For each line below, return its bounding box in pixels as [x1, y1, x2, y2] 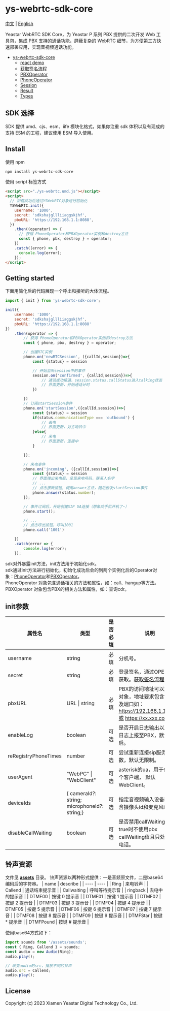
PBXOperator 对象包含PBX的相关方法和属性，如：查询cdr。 [5, 586, 130, 592]
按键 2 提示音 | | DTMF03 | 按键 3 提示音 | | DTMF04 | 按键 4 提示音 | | [5, 900, 151, 906]
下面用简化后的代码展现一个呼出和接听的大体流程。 [5, 288, 112, 294]
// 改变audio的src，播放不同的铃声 [5, 963, 72, 968]
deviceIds [8, 800, 31, 807]
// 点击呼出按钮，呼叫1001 [23, 523, 73, 528]
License [5, 987, 31, 995]
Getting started [5, 274, 55, 282]
